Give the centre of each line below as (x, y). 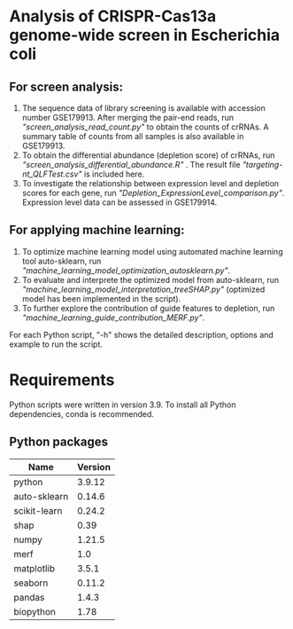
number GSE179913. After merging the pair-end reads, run (128, 118)
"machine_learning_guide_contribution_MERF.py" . (113, 318)
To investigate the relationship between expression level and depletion (150, 183)
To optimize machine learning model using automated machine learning (152, 251)
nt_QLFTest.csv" (52, 174)
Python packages (59, 442)
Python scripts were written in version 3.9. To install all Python (123, 405)
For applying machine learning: (97, 230)
